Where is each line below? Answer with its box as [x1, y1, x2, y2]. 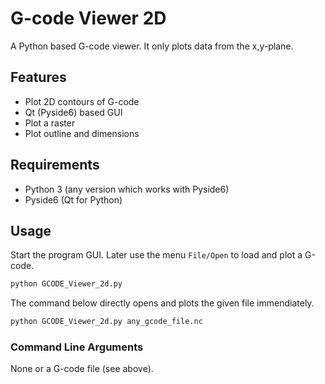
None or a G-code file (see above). [10, 363, 154, 375]
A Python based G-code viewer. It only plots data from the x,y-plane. [10, 40, 294, 52]
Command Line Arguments [10, 340, 144, 354]
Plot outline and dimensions [24, 127, 140, 139]
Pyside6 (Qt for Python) [24, 193, 123, 206]
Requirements [10, 157, 100, 174]
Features [10, 69, 67, 86]
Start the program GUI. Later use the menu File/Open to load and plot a [10, 249, 303, 261]
